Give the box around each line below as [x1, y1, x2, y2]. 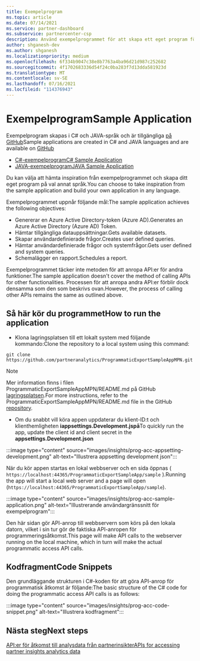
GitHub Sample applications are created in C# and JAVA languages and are [6, 138, 189, 145]
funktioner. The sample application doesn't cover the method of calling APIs [6, 272, 191, 279]
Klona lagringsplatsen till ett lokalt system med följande [14, 334, 151, 341]
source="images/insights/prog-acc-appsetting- [66, 446, 183, 454]
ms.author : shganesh [6, 48, 58, 54]
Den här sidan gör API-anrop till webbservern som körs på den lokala [6, 519, 176, 526]
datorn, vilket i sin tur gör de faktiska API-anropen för [6, 525, 137, 533]
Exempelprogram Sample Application [6, 112, 192, 126]
